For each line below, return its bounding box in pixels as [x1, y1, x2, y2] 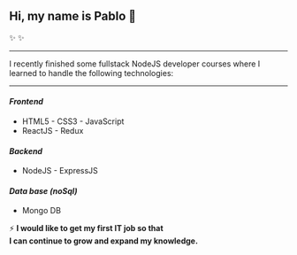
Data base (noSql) [9, 185, 78, 196]
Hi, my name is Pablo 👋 [9, 9, 137, 24]
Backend [9, 145, 42, 156]
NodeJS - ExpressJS [21, 166, 99, 176]
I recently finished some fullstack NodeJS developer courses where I [9, 58, 261, 69]
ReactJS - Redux [21, 126, 84, 136]
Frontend [9, 97, 44, 107]
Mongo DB [21, 205, 62, 216]
